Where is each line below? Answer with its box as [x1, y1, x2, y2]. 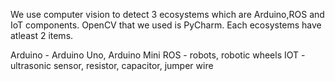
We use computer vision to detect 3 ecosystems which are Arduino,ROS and [10, 9, 325, 20]
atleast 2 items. [10, 30, 74, 41]
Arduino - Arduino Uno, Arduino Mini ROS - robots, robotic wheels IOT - [10, 49, 306, 61]
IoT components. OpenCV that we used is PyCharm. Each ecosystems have [10, 19, 322, 31]
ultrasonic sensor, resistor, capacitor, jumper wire [10, 60, 214, 71]
